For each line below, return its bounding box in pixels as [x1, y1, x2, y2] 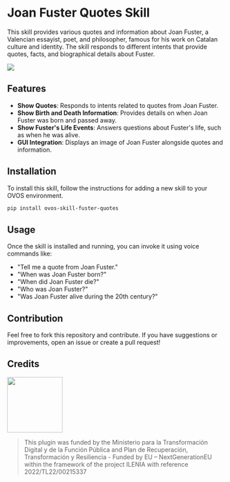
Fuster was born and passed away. [17, 116, 117, 124]
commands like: [7, 249, 52, 258]
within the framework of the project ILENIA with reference [23, 460, 189, 468]
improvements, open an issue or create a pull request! [7, 338, 161, 347]
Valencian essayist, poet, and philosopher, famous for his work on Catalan [7, 35, 218, 43]
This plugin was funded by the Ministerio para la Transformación [23, 438, 209, 446]
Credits [7, 358, 40, 370]
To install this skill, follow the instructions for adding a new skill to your [7, 184, 208, 192]
